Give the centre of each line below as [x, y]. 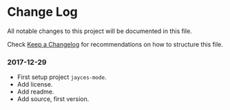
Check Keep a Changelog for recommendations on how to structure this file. [115, 44]
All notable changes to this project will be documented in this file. [100, 31]
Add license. [35, 85]
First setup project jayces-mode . [62, 77]
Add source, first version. [53, 99]
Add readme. [35, 92]
